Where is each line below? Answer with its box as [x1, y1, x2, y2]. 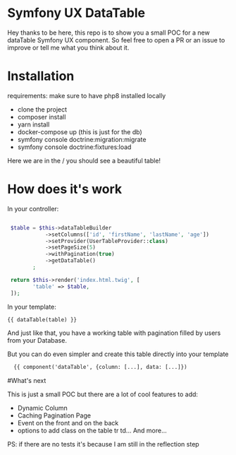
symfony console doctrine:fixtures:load [17, 143, 132, 151]
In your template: [7, 302, 56, 311]
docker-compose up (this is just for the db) [17, 127, 142, 136]
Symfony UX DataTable [7, 5, 146, 21]
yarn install [17, 120, 50, 129]
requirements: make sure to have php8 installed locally [7, 91, 166, 100]
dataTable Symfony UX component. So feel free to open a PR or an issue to [7, 35, 225, 44]
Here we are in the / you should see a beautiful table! [7, 156, 161, 165]
